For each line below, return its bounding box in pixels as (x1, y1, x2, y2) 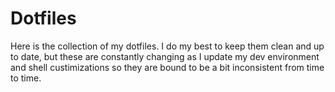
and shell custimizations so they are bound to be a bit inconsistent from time (10, 61, 325, 73)
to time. (10, 72, 42, 84)
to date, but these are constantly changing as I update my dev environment (10, 50, 320, 62)
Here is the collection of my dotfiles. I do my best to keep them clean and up (10, 40, 325, 52)
